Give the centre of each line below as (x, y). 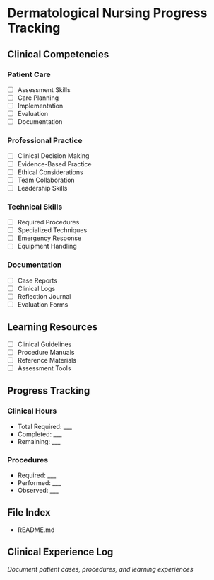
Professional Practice (45, 141)
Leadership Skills (42, 188)
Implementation (40, 106)
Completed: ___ (40, 434)
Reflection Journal (44, 296)
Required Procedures (48, 222)
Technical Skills (35, 207)
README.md (36, 530)
